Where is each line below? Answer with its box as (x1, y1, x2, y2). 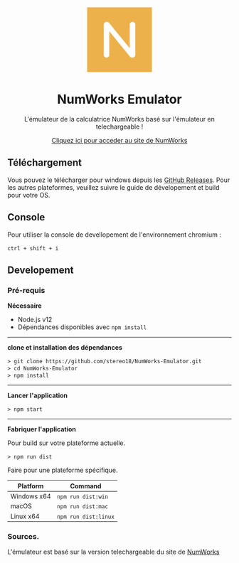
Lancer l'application (7, 391, 68, 400)
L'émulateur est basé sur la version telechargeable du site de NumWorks (7, 547, 220, 557)
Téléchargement (7, 156, 82, 169)
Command (70, 481, 102, 490)
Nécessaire (7, 301, 42, 310)
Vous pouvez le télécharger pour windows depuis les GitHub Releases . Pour (7, 176, 230, 184)
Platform (17, 481, 44, 490)
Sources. (7, 531, 40, 541)
